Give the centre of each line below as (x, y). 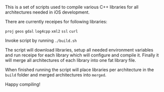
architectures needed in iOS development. (47, 12)
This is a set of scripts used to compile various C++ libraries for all (72, 7)
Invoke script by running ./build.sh (41, 40)
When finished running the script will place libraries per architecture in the (80, 70)
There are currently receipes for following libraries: (56, 22)
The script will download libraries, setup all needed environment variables (79, 50)
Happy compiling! (23, 84)
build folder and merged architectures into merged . (56, 75)
